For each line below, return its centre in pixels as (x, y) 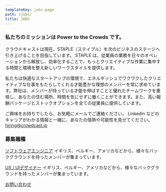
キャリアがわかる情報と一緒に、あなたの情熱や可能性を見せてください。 (79, 120)
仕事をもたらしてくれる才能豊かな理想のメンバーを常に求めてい (92, 84)
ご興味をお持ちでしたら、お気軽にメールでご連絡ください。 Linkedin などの (82, 113)
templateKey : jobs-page (30, 10)
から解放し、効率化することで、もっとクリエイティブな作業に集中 (89, 61)
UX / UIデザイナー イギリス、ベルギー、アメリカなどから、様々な (71, 167)
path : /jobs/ (19, 14)
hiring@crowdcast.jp (26, 125)
